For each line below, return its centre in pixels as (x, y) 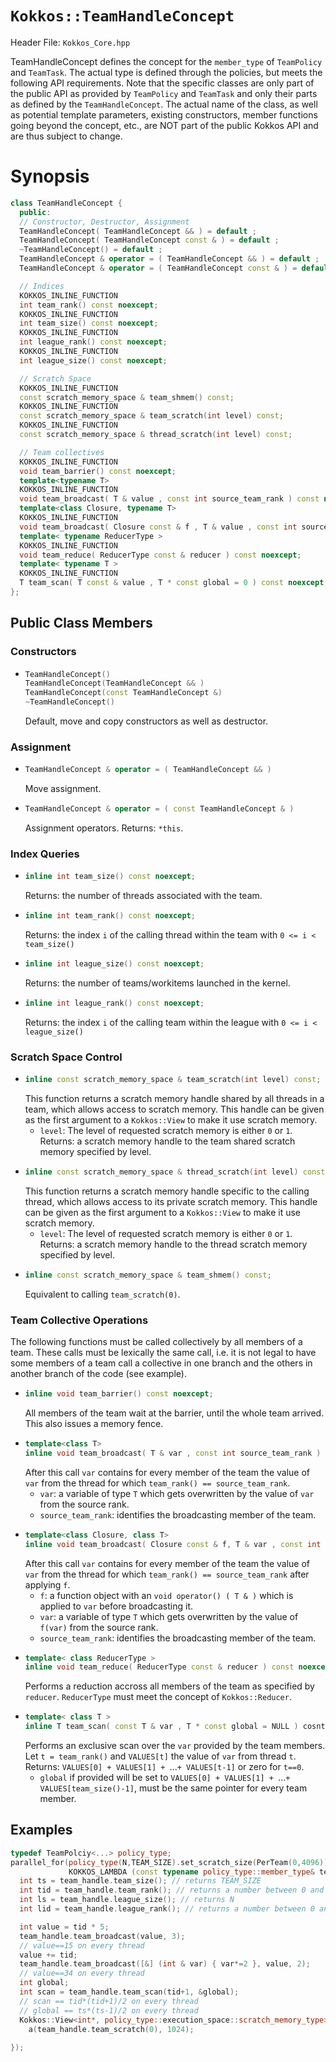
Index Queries (45, 854)
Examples (41, 1830)
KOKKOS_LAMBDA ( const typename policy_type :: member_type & (191, 1872)
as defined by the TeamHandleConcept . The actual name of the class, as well (164, 104)
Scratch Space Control (66, 1057)
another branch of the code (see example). (98, 1374)
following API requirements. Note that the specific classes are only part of (162, 83)
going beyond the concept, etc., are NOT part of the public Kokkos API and (164, 125)
